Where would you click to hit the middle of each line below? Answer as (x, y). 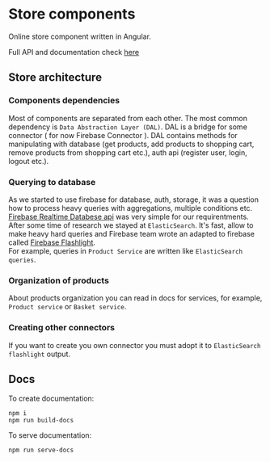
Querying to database (52, 182)
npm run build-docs (41, 421)
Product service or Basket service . (67, 307)
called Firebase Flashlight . (52, 242)
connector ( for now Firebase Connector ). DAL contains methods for (123, 135)
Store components (72, 14)
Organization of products (59, 280)
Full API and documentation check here (74, 52)
